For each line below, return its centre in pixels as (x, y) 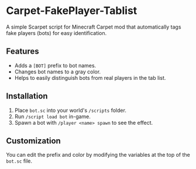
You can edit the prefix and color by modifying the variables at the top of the (98, 155)
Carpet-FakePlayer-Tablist (72, 11)
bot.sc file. (19, 161)
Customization (34, 141)
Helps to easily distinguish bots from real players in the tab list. (90, 78)
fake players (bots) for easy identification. (56, 33)
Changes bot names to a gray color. (58, 72)
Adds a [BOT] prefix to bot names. (55, 65)
